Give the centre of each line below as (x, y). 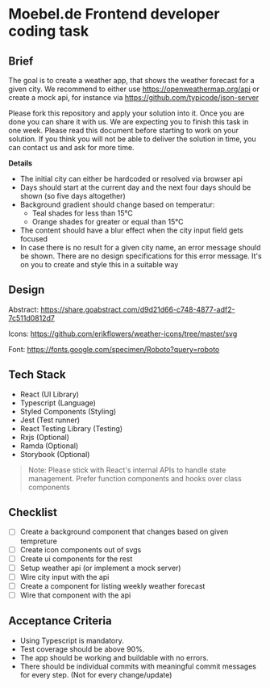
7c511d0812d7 (31, 318)
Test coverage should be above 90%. (82, 649)
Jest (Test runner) (50, 420)
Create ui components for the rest (76, 559)
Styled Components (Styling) (68, 411)
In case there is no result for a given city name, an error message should (140, 248)
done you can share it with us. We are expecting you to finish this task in (129, 122)
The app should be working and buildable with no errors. (114, 657)
